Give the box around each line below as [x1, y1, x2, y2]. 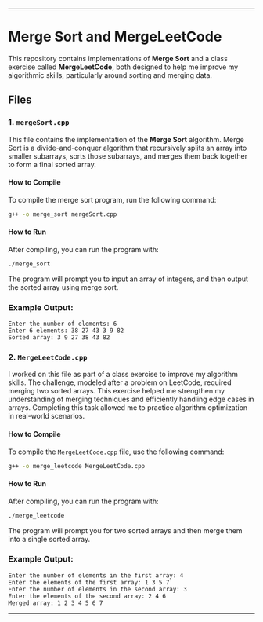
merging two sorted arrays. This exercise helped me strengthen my [8, 386, 225, 396]
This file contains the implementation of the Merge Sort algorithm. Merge [8, 134, 245, 144]
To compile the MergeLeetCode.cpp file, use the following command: [8, 447, 225, 456]
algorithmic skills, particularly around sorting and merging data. [8, 70, 213, 79]
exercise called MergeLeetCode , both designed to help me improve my [8, 62, 239, 71]
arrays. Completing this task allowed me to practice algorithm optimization [8, 403, 248, 412]
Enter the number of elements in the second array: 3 [8, 585, 188, 593]
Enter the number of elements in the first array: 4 [8, 571, 184, 580]
